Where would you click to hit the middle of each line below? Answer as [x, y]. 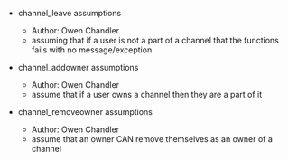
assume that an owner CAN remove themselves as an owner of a [152, 139]
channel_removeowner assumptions [85, 112]
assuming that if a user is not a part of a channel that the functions [155, 40]
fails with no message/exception [92, 50]
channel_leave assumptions [70, 13]
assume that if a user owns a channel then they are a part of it [147, 95]
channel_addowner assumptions [78, 67]
